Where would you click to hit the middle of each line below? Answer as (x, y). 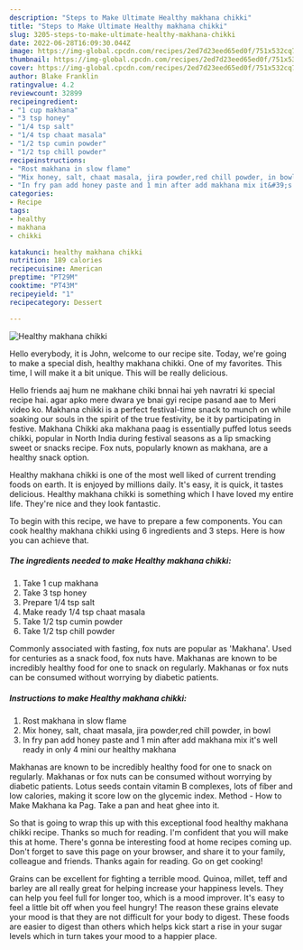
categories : (32, 194)
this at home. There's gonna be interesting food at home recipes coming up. (151, 842)
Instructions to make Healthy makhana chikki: (98, 698)
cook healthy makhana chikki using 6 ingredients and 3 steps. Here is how (147, 530)
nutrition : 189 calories (56, 261)
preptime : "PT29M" (44, 277)
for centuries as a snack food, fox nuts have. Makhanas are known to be (143, 659)
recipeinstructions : (48, 160)
